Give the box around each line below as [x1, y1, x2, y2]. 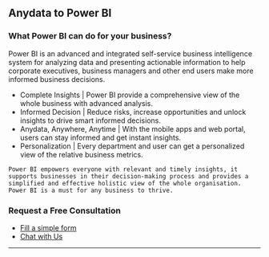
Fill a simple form [19, 222, 77, 232]
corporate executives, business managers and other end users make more [8, 66, 254, 75]
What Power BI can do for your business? [8, 31, 172, 42]
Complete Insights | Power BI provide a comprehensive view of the [19, 90, 240, 100]
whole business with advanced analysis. [19, 98, 154, 108]
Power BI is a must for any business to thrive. [8, 186, 174, 194]
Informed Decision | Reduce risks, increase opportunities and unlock [19, 107, 247, 116]
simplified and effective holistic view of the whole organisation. [8, 179, 242, 187]
